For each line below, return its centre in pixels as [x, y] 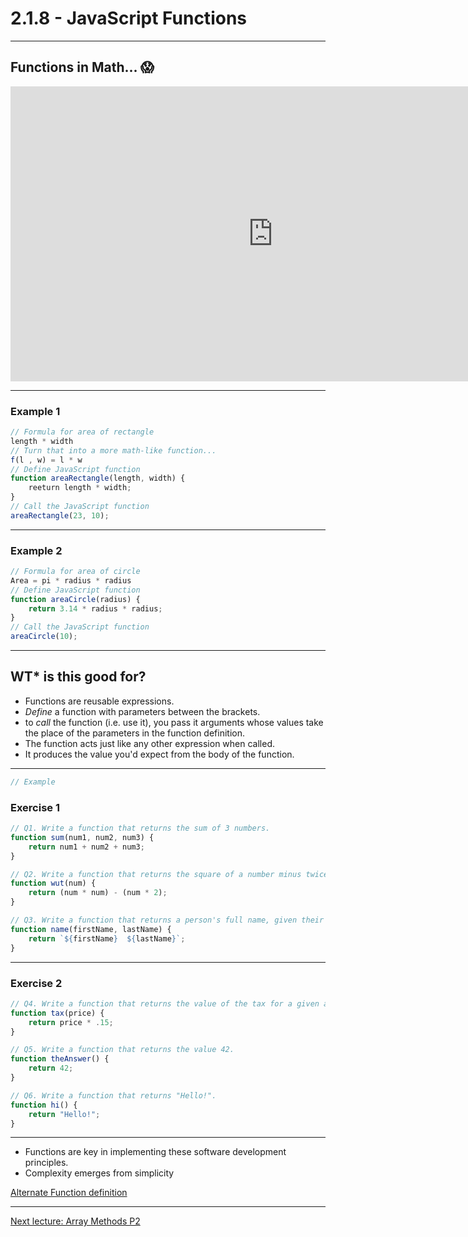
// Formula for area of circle [75, 572]
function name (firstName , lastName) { [91, 929]
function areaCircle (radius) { [75, 599]
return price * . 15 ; [71, 1022]
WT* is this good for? [78, 677]
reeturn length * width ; [80, 488]
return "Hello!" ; [64, 1114]
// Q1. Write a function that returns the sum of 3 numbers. [140, 828]
